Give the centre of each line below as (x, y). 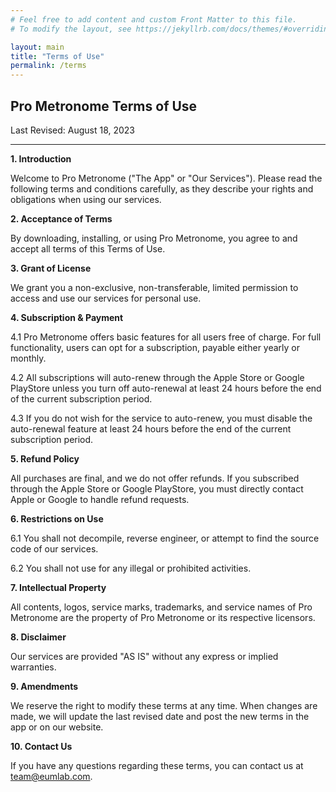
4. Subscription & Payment (67, 317)
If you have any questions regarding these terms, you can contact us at (157, 765)
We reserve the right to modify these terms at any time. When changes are (164, 705)
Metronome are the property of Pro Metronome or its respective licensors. (163, 617)
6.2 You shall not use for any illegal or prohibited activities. (131, 568)
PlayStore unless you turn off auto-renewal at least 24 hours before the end (166, 388)
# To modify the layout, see (71, 29)
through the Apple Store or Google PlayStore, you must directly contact (157, 488)
